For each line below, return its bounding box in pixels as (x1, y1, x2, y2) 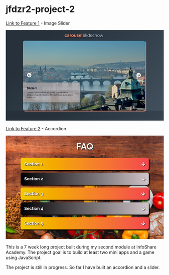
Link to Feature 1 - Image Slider (6, 20, 70, 26)
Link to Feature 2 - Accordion (6, 125, 67, 131)
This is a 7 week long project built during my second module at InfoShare (6, 244, 157, 250)
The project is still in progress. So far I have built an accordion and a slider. (6, 264, 160, 270)
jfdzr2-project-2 (6, 4, 75, 15)
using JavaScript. (6, 254, 42, 260)
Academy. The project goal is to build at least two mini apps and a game (6, 249, 155, 255)
